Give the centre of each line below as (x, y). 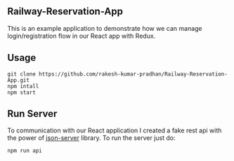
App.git (19, 80)
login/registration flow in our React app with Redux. (82, 36)
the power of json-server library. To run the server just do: (91, 138)
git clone (22, 74)
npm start (22, 92)
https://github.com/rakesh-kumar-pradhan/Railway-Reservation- (133, 74)
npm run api (25, 151)
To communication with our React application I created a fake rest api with (115, 131)
